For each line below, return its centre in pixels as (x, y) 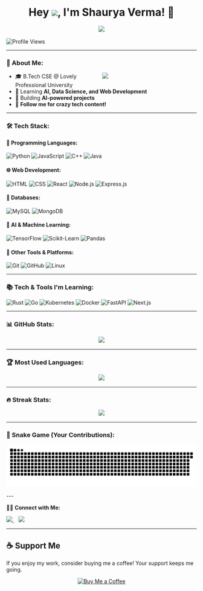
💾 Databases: (23, 198)
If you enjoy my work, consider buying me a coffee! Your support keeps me (100, 563)
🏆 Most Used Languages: (45, 362)
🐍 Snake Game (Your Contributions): (60, 435)
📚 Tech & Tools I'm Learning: (50, 288)
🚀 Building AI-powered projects (55, 98)
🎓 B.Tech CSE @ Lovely (46, 76)
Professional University (44, 85)
